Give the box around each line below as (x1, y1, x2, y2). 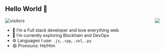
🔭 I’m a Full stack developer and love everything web (12, 27, 119, 33)
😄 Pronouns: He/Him (12, 42, 55, 49)
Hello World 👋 (5, 5, 48, 13)
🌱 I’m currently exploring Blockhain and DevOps (12, 32, 110, 38)
